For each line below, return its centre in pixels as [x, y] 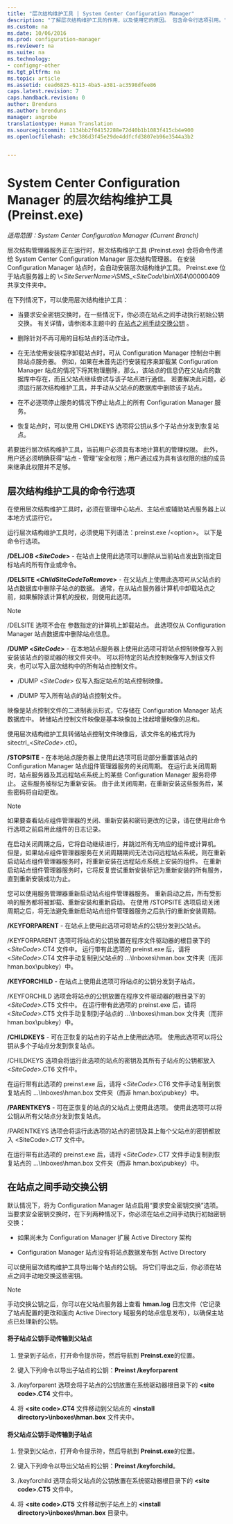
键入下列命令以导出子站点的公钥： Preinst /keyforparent [97, 1370]
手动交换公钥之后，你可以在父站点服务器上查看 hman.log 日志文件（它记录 [114, 1304]
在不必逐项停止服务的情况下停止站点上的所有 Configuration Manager [115, 403]
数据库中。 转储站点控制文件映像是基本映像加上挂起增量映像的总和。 [105, 719]
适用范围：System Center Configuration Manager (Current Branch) [103, 236]
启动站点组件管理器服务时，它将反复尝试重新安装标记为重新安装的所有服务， [116, 870]
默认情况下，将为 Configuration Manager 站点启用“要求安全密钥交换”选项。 [114, 1205]
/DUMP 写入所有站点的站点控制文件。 [71, 696]
